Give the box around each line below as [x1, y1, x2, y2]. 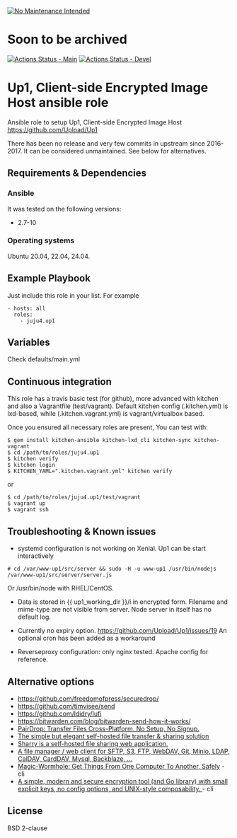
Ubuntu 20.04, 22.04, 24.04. [7, 252, 91, 260]
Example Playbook [7, 272, 91, 284]
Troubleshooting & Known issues [7, 525, 156, 537]
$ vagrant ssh [7, 506, 50, 513]
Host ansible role [7, 95, 109, 111]
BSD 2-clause [7, 824, 48, 832]
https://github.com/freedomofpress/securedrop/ [17, 694, 159, 703]
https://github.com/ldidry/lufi [17, 709, 102, 718]
